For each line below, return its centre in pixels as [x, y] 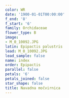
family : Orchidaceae [26, 28]
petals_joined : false [27, 79]
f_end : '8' [16, 19]
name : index [17, 60]
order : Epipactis [23, 65]
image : [12, 38]
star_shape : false [24, 83]
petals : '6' [17, 74]
